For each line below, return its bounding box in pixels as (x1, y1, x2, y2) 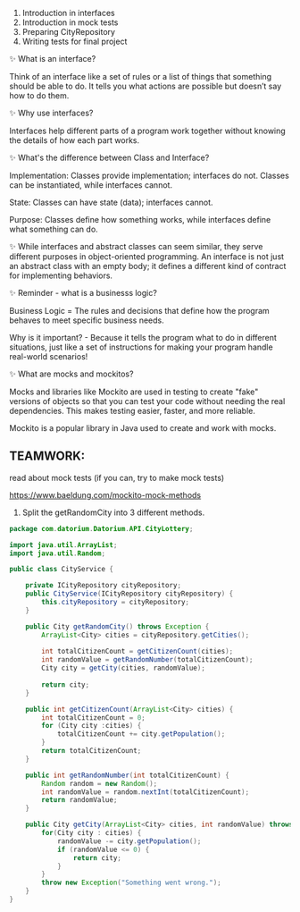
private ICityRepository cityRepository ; (25, 581, 181, 590)
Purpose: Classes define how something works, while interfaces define (9, 215, 271, 224)
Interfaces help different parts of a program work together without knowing (9, 125, 286, 136)
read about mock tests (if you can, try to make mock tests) (9, 472, 225, 483)
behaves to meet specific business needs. (9, 315, 165, 325)
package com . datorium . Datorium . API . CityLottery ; (9, 524, 194, 533)
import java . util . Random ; (9, 549, 105, 558)
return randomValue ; (41, 796, 118, 805)
